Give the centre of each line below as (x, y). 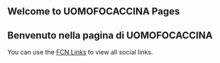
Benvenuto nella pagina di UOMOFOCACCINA (110, 35)
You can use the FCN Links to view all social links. (81, 52)
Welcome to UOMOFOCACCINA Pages (94, 12)
